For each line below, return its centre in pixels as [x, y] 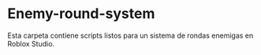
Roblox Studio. [31, 43]
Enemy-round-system [81, 14]
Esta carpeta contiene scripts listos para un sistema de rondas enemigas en [130, 35]
